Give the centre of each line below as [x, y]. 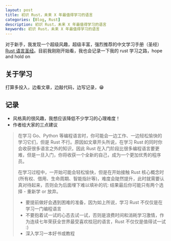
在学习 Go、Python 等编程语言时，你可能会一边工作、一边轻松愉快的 [90, 135]
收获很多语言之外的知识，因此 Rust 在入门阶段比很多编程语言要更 [91, 148]
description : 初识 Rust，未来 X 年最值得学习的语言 [56, 24]
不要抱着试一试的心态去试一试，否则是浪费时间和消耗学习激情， [92, 215]
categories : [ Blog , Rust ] [33, 19]
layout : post [19, 10]
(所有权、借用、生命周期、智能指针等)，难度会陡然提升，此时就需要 [89, 178]
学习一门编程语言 [43, 209]
